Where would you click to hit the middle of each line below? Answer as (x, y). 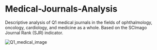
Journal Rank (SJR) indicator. (34, 33)
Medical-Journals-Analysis (61, 9)
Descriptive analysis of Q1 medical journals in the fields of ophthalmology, (79, 22)
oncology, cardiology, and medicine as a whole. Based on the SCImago (76, 27)
